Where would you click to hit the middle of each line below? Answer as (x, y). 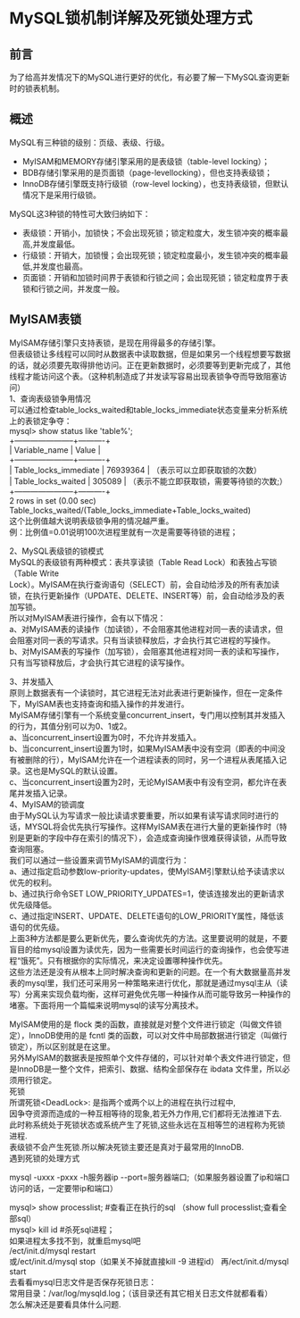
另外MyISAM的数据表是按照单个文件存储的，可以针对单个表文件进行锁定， (146, 1057)
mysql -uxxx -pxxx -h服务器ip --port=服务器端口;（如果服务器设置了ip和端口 (150, 1177)
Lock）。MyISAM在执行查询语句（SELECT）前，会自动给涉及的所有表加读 (144, 584)
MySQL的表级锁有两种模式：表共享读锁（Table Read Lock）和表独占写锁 (143, 562)
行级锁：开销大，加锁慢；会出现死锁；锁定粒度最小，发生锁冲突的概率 (151, 254)
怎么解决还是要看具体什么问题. (66, 1304)
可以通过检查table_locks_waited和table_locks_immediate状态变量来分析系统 (149, 409)
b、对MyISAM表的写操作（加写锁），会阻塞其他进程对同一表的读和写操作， (146, 651)
